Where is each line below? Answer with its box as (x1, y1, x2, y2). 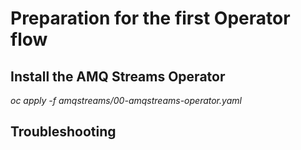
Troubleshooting (10, 123, 117, 141)
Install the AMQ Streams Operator (10, 68, 226, 85)
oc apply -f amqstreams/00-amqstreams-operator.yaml (10, 95, 242, 106)
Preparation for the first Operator (10, 7, 291, 30)
